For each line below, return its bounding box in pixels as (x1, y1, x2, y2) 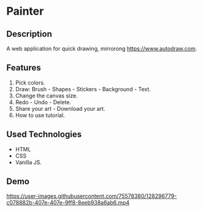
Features (6, 62, 41, 73)
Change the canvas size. (15, 92, 78, 99)
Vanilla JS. (15, 158, 42, 166)
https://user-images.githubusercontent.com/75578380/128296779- (6, 192, 177, 200)
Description (6, 29, 52, 39)
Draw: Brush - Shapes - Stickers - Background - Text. (15, 85, 151, 93)
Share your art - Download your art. (15, 105, 105, 112)
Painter (6, 4, 44, 18)
